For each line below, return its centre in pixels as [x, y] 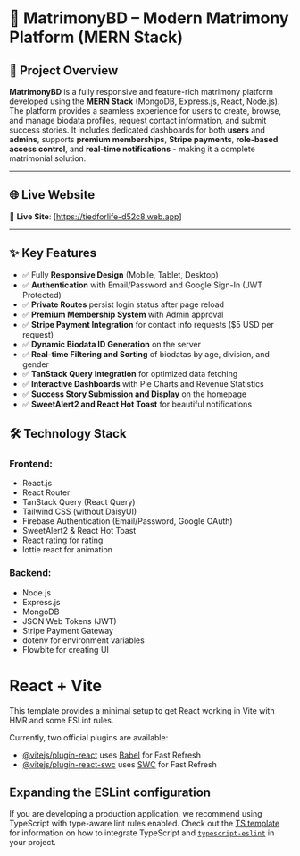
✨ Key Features [53, 253]
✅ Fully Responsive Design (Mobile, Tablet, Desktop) [120, 274]
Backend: [30, 573]
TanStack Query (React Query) [79, 502]
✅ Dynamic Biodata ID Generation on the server [112, 344]
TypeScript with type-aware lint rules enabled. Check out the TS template [145, 824]
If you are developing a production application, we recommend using [136, 814]
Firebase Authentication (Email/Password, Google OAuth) [128, 521]
